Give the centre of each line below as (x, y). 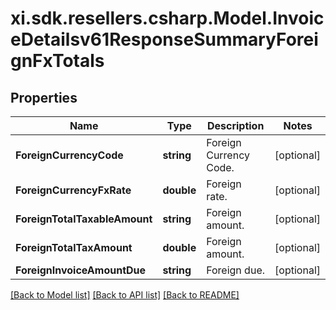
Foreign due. (235, 270)
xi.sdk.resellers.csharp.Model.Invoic (167, 18)
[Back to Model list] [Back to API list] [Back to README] (125, 295)
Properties (44, 97)
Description (235, 125)
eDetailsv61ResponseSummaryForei (164, 39)
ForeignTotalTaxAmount (74, 247)
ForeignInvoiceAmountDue (81, 270)
